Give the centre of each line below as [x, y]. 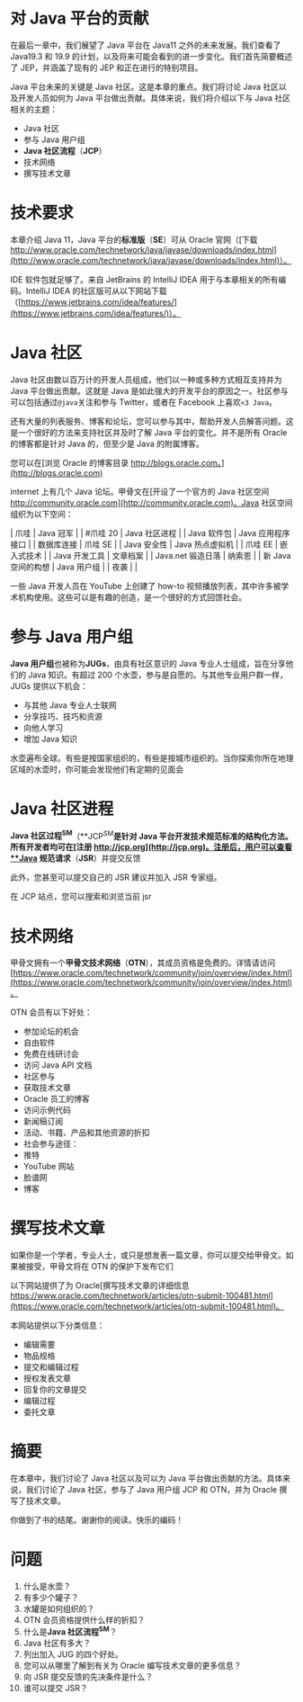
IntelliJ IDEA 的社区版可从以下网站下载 [96, 291]
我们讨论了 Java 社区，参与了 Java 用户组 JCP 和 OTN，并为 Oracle [151, 1490]
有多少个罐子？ [51, 1598]
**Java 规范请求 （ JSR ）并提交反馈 [76, 858]
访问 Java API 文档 [58, 1065]
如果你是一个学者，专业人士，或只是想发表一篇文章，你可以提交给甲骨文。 [148, 1255]
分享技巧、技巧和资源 [62, 716]
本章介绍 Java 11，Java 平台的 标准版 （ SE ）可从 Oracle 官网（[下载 [134, 239]
